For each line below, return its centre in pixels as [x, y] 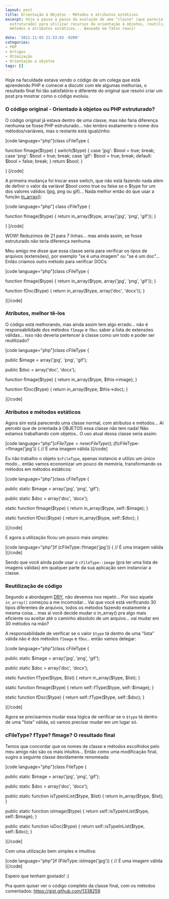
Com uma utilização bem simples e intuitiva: [51, 851]
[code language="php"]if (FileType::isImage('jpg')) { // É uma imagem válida [84, 861]
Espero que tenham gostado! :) [37, 876]
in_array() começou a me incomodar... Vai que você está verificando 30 [81, 603]
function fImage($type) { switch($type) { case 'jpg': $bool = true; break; [80, 150]
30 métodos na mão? [27, 624]
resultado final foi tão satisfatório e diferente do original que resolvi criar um [84, 91]
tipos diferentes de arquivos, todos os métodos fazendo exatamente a [78, 608]
